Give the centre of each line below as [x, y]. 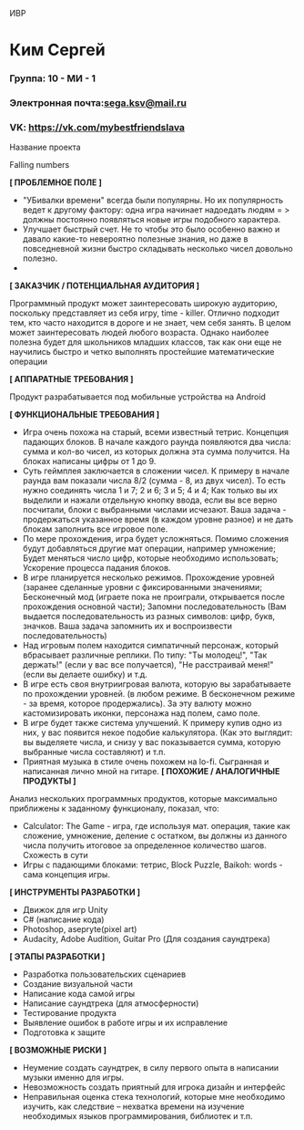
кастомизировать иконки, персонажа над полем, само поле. [142, 713]
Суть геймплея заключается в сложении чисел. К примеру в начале [156, 471]
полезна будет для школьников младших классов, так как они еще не [146, 342]
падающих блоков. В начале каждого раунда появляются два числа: [157, 442]
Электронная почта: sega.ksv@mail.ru [98, 103]
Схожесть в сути [55, 855]
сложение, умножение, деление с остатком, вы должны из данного [155, 836]
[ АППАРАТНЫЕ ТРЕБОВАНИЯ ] [71, 379]
